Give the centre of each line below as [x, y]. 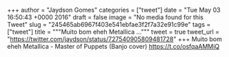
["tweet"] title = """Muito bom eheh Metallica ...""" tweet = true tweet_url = [113, 32]
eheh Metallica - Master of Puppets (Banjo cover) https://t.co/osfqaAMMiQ [113, 46]
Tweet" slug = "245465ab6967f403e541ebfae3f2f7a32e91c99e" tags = [109, 24]
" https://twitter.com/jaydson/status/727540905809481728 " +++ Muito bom [114, 39]
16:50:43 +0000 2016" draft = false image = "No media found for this [105, 17]
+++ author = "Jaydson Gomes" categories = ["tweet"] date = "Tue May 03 [114, 10]
